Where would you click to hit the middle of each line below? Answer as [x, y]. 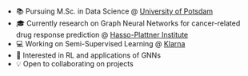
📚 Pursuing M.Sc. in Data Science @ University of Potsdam [114, 11]
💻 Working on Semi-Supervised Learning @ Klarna [100, 44]
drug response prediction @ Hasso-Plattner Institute [102, 35]
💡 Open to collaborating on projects [74, 64]
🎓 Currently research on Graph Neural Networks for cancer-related [128, 23]
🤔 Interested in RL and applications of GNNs [88, 55]
